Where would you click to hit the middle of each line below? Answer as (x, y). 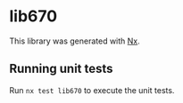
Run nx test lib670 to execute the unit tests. (92, 90)
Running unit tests (61, 69)
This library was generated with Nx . (75, 41)
